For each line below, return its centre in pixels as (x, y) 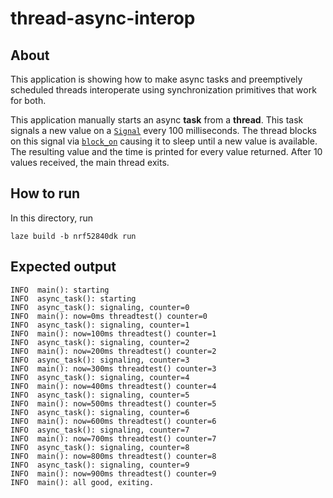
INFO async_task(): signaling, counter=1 (100, 325)
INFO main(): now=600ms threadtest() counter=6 (113, 421)
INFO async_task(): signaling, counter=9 (100, 465)
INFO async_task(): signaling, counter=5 (100, 395)
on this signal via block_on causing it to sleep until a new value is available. (164, 141)
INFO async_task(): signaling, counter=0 (100, 307)
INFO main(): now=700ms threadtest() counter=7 (113, 438)
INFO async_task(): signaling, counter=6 (100, 412)
